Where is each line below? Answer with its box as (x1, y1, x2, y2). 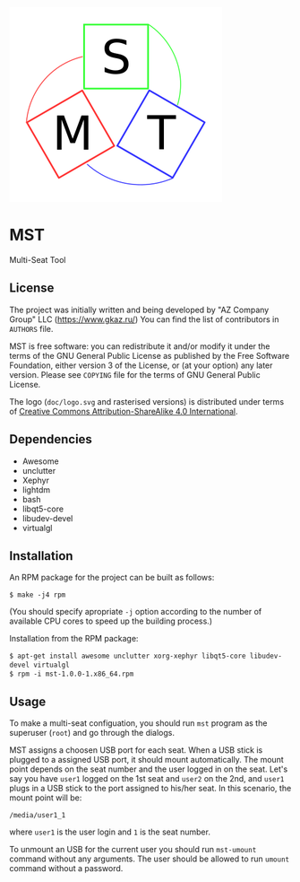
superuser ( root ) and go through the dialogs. (9, 728, 176, 738)
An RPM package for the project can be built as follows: (9, 572, 215, 583)
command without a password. (9, 863, 124, 874)
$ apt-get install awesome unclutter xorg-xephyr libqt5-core (9, 651, 246, 661)
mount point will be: (9, 792, 82, 803)
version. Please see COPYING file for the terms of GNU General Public (9, 369, 261, 380)
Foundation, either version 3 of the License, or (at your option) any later (9, 360, 273, 371)
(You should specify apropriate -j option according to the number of (9, 607, 262, 617)
